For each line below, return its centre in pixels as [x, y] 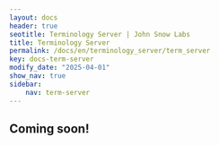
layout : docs [34, 17]
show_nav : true [38, 76]
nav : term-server [58, 92]
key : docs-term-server [52, 59]
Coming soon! [49, 128]
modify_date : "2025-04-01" [60, 68]
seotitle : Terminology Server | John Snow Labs [100, 34]
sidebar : [26, 84]
